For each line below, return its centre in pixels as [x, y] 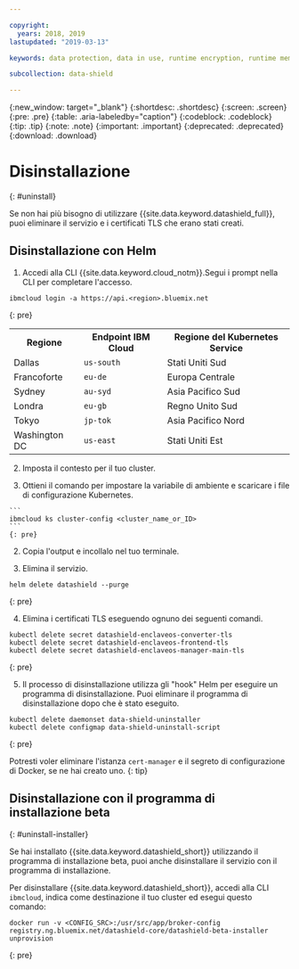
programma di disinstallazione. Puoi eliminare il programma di [135, 694]
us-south [102, 362]
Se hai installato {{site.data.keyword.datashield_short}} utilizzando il [134, 851]
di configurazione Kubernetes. [77, 495]
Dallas [27, 362]
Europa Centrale [201, 377]
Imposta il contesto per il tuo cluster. [89, 468]
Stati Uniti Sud [197, 362]
